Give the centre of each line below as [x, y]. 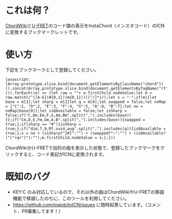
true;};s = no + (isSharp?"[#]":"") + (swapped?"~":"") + [68, 133]
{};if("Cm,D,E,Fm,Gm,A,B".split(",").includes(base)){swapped [73, 120]
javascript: [18, 79]
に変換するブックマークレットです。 [43, 32]
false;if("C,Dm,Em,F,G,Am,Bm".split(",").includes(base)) [68, 115]
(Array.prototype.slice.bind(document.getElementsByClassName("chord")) [84, 84]
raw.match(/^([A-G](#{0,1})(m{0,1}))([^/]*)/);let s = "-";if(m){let [81, 97]
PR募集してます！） [42, 211]
